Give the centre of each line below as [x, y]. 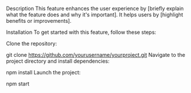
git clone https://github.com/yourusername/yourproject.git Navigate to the [96, 55]
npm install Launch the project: [43, 72]
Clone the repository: [32, 44]
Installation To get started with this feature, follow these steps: [81, 32]
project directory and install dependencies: [58, 61]
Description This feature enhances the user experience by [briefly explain [95, 8]
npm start [18, 84]
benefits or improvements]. [39, 21]
